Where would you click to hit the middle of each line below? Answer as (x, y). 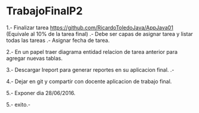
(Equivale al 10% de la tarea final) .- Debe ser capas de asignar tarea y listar (99, 33)
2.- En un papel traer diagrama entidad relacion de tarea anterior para (92, 51)
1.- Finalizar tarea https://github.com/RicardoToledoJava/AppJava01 (90, 28)
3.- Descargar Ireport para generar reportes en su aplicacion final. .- (90, 69)
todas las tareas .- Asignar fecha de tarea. (58, 40)
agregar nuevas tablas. (34, 58)
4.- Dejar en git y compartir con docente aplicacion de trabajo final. (89, 81)
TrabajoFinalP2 (45, 11)
